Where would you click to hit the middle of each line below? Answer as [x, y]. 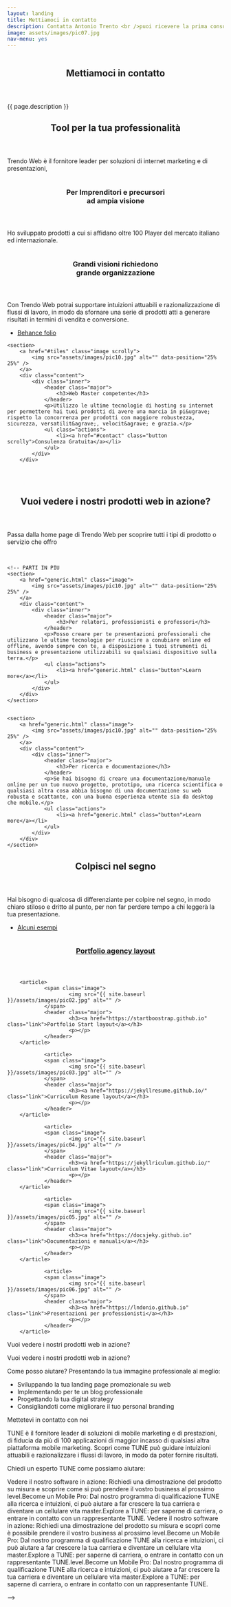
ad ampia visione [115, 200]
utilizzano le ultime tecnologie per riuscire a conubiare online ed [109, 640]
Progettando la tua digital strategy [65, 1399]
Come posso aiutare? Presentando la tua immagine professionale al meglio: [114, 1372]
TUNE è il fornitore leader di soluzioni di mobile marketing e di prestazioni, [112, 1433]
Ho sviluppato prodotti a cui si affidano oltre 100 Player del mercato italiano [113, 233]
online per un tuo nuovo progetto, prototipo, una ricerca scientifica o [115, 785]
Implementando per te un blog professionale [80, 1392]
